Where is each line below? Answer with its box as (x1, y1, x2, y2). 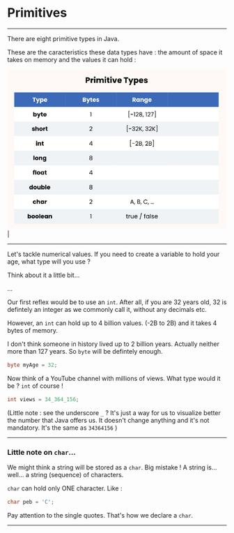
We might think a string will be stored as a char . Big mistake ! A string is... (7, 463, 217, 472)
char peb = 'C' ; (7, 499, 54, 506)
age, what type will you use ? (7, 257, 91, 266)
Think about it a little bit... (7, 271, 80, 280)
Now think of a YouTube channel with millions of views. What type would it (7, 374, 221, 382)
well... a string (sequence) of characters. (7, 471, 124, 479)
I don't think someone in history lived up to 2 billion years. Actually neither (7, 340, 219, 348)
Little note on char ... (7, 447, 77, 457)
